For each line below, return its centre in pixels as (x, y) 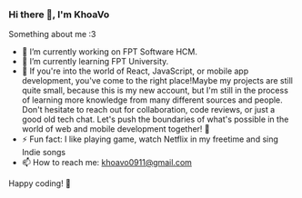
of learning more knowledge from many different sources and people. (152, 100)
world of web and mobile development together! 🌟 (116, 129)
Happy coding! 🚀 (40, 183)
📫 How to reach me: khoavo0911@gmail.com (107, 163)
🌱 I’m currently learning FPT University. (95, 62)
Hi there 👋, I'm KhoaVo (59, 15)
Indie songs (43, 153)
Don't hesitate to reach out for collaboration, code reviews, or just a (148, 110)
